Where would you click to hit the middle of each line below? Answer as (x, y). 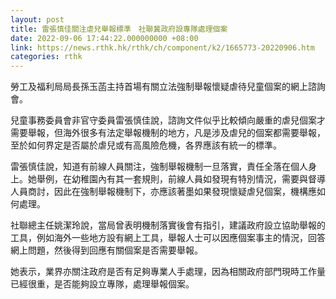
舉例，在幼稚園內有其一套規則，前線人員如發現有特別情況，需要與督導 (181, 179)
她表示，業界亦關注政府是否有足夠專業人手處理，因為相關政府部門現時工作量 (168, 272)
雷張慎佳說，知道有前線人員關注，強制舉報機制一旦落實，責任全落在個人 (159, 167)
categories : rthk (46, 57)
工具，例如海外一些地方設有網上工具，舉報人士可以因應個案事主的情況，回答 (168, 238)
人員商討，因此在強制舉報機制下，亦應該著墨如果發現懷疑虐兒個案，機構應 (163, 192)
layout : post (37, 19)
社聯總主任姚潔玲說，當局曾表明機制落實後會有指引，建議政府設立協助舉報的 (168, 225)
